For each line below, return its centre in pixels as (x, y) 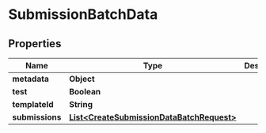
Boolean (85, 92)
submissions (37, 117)
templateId (33, 104)
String (81, 104)
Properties (35, 44)
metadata (30, 79)
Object (82, 79)
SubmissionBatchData (83, 15)
